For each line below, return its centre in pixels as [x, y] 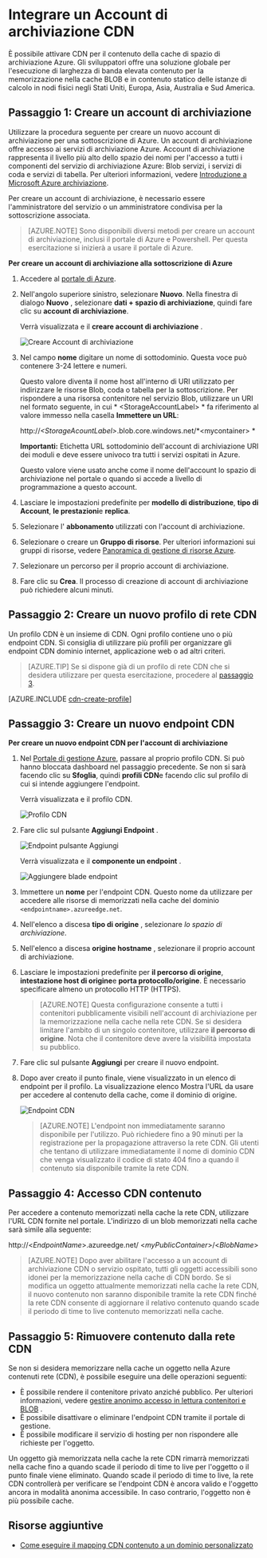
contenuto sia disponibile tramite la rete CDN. [114, 1168]
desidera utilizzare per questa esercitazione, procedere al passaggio [140, 675]
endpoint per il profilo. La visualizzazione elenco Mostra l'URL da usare [136, 1087]
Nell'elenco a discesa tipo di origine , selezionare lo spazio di [121, 925]
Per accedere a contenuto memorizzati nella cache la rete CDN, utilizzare [129, 1213]
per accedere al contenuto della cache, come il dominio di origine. [128, 1095]
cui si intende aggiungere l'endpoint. [80, 784]
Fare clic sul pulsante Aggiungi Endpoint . [89, 830]
